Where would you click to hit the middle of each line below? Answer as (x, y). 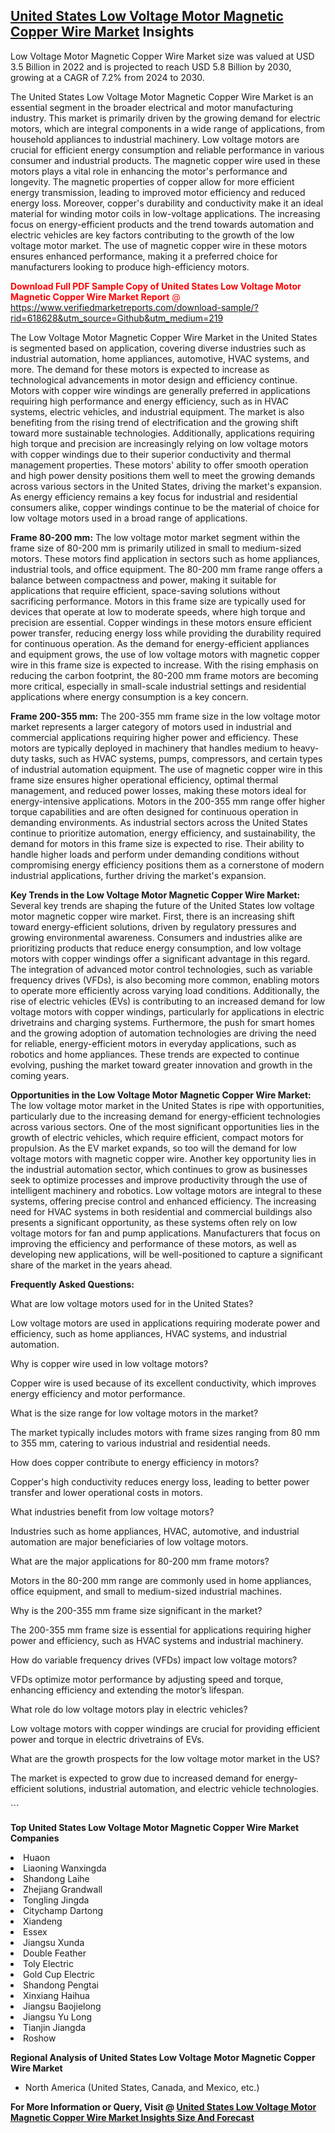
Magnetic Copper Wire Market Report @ (95, 296)
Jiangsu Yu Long (58, 2016)
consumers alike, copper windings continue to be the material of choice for (165, 507)
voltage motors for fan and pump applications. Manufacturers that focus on (165, 1233)
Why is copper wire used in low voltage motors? (109, 1363)
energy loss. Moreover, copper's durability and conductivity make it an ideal (167, 203)
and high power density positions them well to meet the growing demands (163, 475)
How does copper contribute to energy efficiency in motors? (135, 1462)
